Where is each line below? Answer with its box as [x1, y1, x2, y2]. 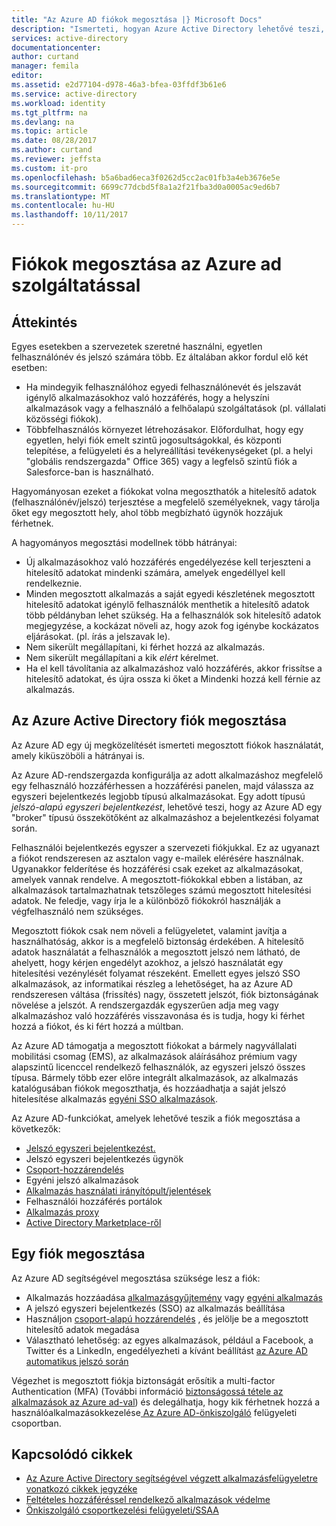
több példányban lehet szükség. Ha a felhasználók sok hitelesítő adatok [25, 609, 322, 621]
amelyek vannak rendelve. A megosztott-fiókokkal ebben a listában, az [11, 873, 304, 885]
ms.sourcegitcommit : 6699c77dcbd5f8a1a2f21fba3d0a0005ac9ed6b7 [11, 182, 281, 192]
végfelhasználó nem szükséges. [11, 905, 144, 917]
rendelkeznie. [25, 577, 83, 589]
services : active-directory [11, 33, 129, 43]
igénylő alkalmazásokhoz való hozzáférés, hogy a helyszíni [25, 392, 270, 403]
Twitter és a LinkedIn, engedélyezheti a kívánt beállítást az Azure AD [25, 1344, 308, 1356]
